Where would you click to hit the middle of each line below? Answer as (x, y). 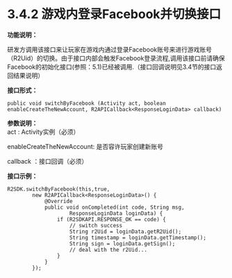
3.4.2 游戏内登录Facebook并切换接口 (114, 14)
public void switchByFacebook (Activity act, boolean (87, 103)
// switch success (96, 225)
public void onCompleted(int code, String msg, (115, 207)
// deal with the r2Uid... (108, 250)
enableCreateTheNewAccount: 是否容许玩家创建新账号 (85, 146)
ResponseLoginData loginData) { (116, 213)
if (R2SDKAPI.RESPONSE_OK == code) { (111, 219)
